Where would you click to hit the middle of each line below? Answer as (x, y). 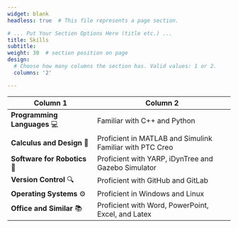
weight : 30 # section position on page (68, 53)
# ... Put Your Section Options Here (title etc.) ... (90, 33)
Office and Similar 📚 (47, 208)
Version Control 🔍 (42, 179)
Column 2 (162, 103)
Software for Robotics (49, 159)
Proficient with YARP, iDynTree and (155, 159)
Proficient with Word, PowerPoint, (153, 205)
